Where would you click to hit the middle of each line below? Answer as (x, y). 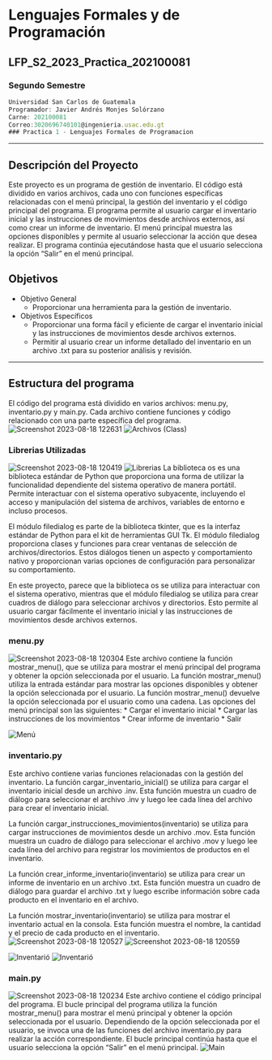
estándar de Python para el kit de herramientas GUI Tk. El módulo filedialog (134, 535)
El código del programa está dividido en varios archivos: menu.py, (119, 403)
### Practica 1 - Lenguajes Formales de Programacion (101, 132)
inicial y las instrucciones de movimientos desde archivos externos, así (127, 219)
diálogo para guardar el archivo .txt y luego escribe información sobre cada (134, 891)
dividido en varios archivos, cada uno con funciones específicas (116, 193)
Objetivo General (48, 299)
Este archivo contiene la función (179, 658)
